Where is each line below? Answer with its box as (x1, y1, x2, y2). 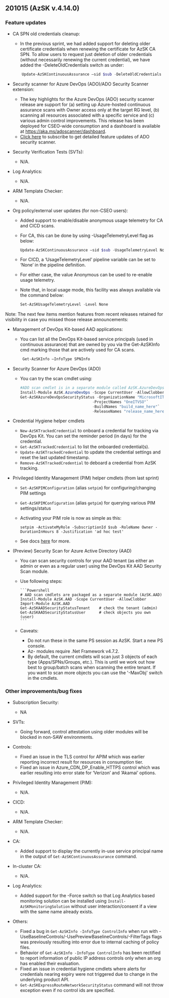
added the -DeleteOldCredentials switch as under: (20, 62, 124, 68)
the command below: (20, 292, 64, 298)
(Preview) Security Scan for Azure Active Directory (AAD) (12, 548, 132, 554)
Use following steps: (20, 578, 63, 584)
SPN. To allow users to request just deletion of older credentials (20, 51, 152, 57)
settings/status (20, 505, 51, 512)
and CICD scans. (20, 222, 55, 229)
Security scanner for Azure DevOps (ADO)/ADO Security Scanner (12, 81, 149, 87)
